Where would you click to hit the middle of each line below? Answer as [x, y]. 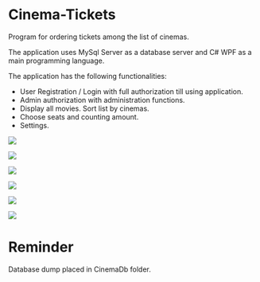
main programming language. [56, 61]
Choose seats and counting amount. [79, 116]
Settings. [34, 125]
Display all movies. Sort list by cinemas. [84, 108]
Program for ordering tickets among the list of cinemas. [99, 37]
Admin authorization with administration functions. [102, 100]
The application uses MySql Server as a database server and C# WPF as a [130, 52]
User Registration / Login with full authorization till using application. [132, 91]
